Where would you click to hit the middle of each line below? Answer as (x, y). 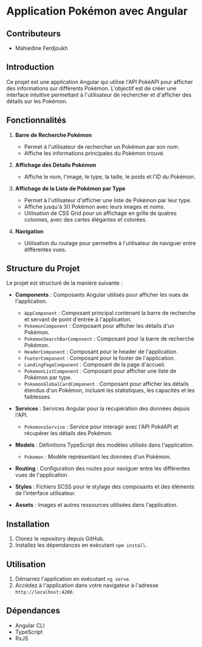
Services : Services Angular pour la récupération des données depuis (102, 408)
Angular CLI (30, 625)
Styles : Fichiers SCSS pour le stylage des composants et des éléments (105, 487)
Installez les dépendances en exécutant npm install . (81, 545)
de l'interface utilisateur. (45, 493)
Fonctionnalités (36, 120)
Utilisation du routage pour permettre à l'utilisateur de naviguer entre (110, 243)
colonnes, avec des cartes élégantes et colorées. (86, 219)
